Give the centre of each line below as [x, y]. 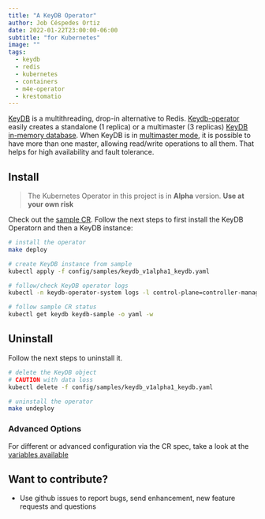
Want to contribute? [58, 479]
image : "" [24, 45]
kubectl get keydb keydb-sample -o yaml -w [81, 315]
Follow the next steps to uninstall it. [65, 358]
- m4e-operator [40, 89]
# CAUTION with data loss [50, 379]
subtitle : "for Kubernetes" [54, 37]
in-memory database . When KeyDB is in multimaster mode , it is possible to [129, 136]
